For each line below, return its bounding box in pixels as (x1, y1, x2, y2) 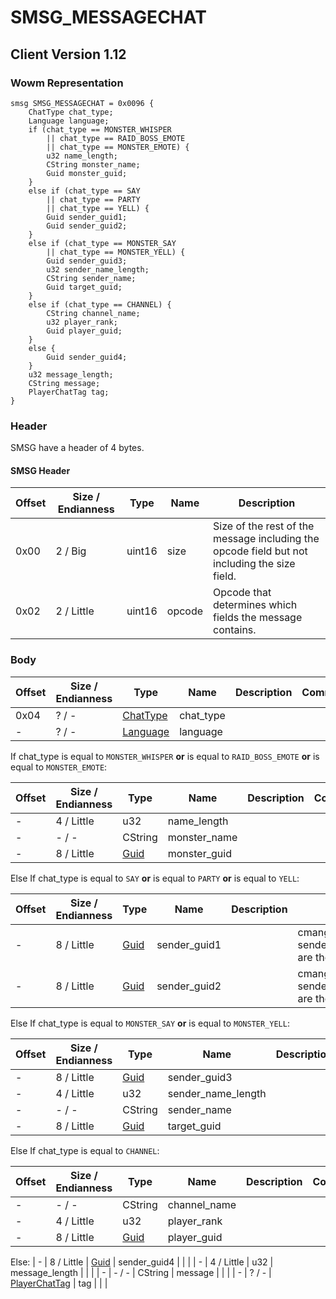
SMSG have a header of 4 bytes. (10, 442, 145, 454)
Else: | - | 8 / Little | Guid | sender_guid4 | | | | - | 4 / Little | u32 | (10, 1256, 274, 1268)
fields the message (213, 611, 303, 625)
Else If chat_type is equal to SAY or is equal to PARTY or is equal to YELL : (10, 872, 300, 884)
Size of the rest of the (213, 519, 315, 533)
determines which (213, 598, 298, 612)
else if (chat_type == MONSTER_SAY (28, 238, 177, 248)
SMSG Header (10, 464, 71, 476)
